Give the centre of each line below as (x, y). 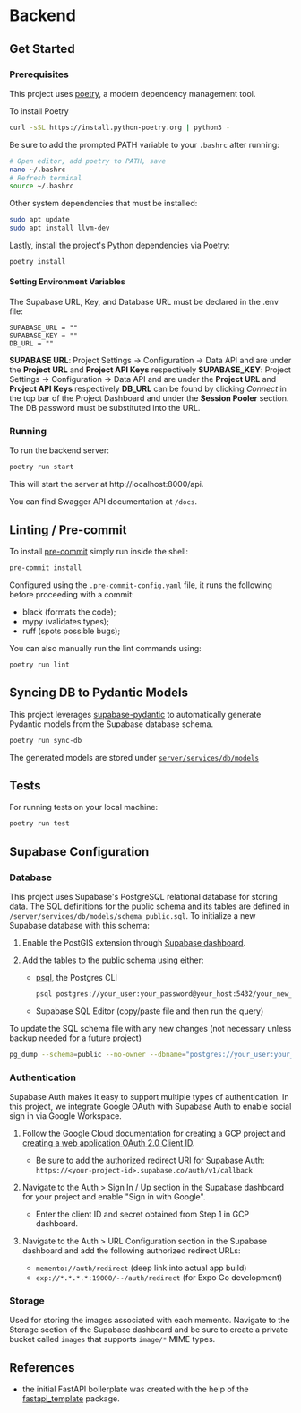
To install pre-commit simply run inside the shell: (99, 552)
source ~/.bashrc (42, 186)
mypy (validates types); (65, 621)
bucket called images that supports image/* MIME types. (112, 1339)
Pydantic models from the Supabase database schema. (111, 724)
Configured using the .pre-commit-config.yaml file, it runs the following (141, 585)
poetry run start (42, 467)
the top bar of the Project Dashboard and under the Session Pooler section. (149, 398)
